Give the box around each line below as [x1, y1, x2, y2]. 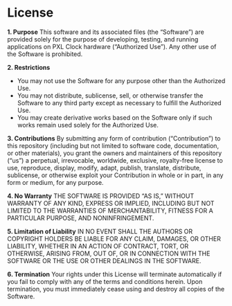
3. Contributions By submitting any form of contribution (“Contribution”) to [7, 134, 221, 143]
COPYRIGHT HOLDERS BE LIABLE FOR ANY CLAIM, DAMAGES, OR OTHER [7, 234, 222, 243]
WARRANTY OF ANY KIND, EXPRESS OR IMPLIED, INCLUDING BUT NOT [7, 199, 215, 207]
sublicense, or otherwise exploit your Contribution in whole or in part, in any [7, 171, 224, 179]
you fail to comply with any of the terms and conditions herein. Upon [7, 277, 203, 285]
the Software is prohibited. [7, 50, 83, 58]
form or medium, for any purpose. [7, 178, 104, 186]
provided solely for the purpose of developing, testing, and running [7, 35, 199, 43]
